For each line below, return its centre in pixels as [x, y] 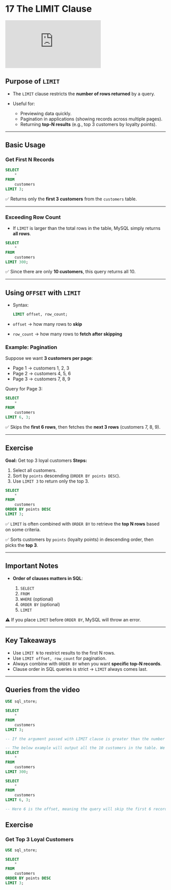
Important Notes [32, 566]
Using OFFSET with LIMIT [43, 293]
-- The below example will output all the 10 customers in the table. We [85, 748]
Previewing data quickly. [46, 113]
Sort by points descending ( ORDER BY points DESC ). [66, 476]
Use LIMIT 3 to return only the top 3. [51, 481]
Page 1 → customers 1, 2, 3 [41, 368]
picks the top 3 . [22, 545]
